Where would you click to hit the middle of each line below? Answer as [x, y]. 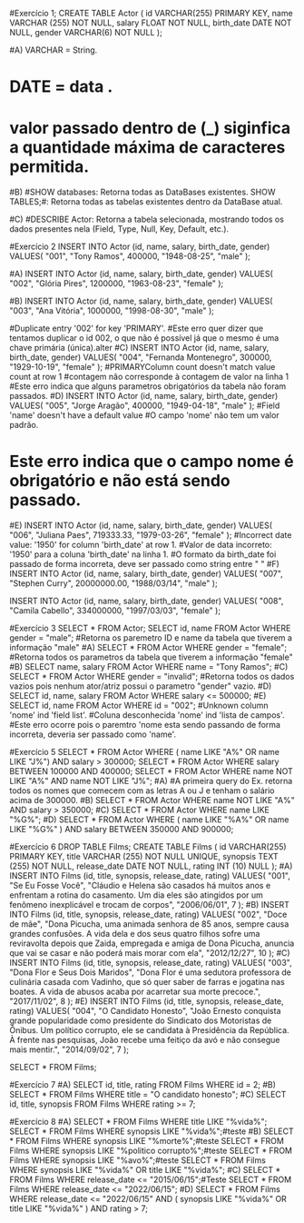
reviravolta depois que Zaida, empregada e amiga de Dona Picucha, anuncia [152, 943]
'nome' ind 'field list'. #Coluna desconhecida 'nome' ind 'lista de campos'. [147, 715]
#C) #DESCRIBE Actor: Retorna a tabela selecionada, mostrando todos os [147, 219]
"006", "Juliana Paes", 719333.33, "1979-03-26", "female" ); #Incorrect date [151, 535]
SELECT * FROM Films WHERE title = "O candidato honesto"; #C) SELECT [148, 1095]
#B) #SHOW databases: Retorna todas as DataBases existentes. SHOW [142, 192]
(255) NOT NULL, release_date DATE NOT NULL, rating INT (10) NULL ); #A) [151, 866]
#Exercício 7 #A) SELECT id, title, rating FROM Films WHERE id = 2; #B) [143, 1085]
